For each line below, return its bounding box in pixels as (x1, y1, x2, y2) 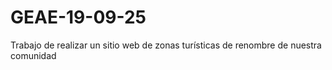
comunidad (10, 49, 57, 61)
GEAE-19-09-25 (10, 6, 147, 29)
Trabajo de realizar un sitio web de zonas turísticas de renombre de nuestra (10, 39, 322, 51)
